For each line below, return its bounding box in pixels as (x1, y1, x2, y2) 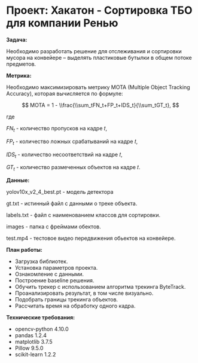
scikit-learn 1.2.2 (14, 351, 56, 358)
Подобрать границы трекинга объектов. (14, 296, 118, 303)
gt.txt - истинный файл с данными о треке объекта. (6, 200, 138, 207)
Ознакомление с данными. (14, 270, 84, 278)
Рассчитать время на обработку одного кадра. (14, 303, 136, 310)
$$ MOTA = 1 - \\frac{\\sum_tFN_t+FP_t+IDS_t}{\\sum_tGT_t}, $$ (22, 101, 179, 108)
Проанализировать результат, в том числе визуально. (14, 289, 154, 297)
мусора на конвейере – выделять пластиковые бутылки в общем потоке (6, 54, 193, 61)
